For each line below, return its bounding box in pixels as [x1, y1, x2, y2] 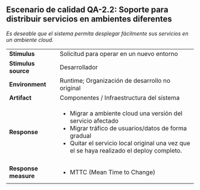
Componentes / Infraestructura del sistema [59, 94, 180, 102]
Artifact [9, 94, 32, 102]
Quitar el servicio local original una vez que [70, 139, 190, 147]
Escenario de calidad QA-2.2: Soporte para [6, 5, 168, 15]
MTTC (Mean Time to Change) [70, 168, 156, 176]
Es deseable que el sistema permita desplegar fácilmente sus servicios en [6, 30, 189, 37]
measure [9, 172, 35, 180]
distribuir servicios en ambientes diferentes [6, 14, 173, 24]
